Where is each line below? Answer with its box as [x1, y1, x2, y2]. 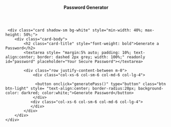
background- [138, 86, 164, 91]
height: [5, 32, 22, 37]
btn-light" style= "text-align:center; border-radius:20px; [5, 86, 137, 91]
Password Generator [63, 5, 109, 10]
